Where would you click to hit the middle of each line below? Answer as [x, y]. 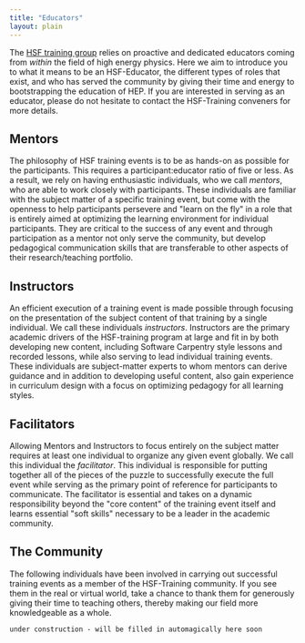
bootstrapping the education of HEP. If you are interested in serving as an [147, 91]
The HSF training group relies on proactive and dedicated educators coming [152, 52]
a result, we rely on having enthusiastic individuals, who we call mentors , [146, 180]
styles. [22, 395]
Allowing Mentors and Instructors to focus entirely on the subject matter [144, 445]
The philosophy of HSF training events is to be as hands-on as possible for [149, 161]
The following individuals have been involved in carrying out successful [143, 574]
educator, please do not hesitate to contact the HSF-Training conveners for [150, 100]
